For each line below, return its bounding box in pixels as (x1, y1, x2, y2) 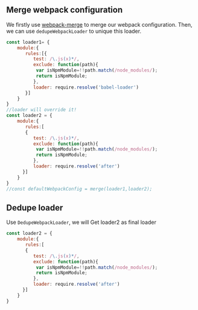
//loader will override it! (6, 107, 77, 113)
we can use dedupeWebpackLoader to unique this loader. (6, 27, 142, 35)
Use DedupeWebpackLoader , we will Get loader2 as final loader (6, 218, 157, 226)
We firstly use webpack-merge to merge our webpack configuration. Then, (6, 21, 193, 28)
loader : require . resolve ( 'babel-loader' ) (33, 84, 139, 90)
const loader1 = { (6, 39, 50, 45)
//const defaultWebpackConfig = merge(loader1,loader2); (6, 186, 153, 192)
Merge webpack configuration (6, 5, 123, 15)
